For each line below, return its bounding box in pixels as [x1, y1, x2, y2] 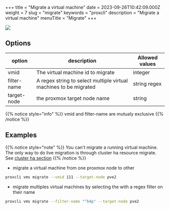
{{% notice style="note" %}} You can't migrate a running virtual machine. [5, 144, 158, 150]
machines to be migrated [36, 83, 96, 90]
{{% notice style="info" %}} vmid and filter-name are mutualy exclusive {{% [5, 111, 164, 117]
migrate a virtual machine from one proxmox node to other [12, 165, 135, 171]
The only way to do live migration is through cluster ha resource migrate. [5, 149, 157, 155]
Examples [5, 131, 37, 139]
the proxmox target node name [36, 94, 110, 101]
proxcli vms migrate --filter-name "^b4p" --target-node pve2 [5, 199, 139, 204]
